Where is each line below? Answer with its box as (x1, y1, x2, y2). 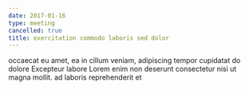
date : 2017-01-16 (8, 11, 66, 20)
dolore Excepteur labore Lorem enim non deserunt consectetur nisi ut (8, 65, 237, 74)
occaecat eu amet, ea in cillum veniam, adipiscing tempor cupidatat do (8, 56, 241, 65)
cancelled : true (8, 26, 62, 34)
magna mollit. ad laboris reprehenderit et (8, 72, 142, 82)
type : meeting (8, 19, 56, 27)
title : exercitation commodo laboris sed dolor (8, 33, 170, 42)
